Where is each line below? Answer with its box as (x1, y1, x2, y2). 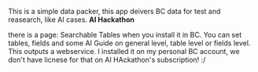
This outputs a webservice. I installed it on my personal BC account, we (8, 47, 240, 56)
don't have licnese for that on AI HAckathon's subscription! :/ (8, 55, 206, 64)
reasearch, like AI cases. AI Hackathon (8, 15, 135, 24)
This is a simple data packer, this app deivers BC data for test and (8, 7, 221, 16)
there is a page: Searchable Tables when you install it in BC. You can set (8, 31, 242, 39)
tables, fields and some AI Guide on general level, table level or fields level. (8, 38, 251, 48)
